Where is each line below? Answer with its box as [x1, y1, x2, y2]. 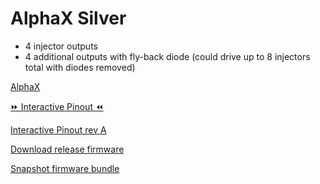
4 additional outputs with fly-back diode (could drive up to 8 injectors [24, 50, 311, 62]
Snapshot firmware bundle [10, 162, 120, 174]
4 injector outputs [24, 40, 98, 52]
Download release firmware [10, 143, 125, 155]
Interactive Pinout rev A [10, 123, 107, 136]
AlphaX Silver [10, 7, 127, 30]
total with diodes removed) [24, 61, 136, 73]
